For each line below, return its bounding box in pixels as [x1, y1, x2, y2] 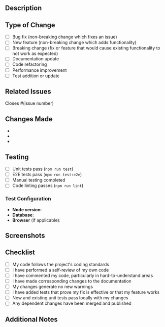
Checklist [5, 248, 35, 257]
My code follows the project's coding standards [12, 261, 109, 267]
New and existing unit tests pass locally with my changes [12, 295, 129, 301]
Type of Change [5, 21, 55, 29]
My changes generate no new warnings [12, 284, 93, 290]
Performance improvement [12, 67, 67, 73]
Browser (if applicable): [12, 217, 61, 223]
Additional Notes [5, 315, 58, 324]
